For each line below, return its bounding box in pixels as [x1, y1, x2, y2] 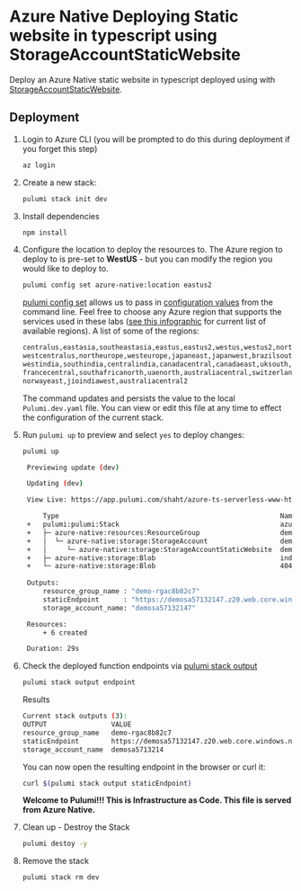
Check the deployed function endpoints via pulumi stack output [22, 661, 258, 672]
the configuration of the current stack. [22, 412, 164, 423]
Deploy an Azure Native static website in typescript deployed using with [9, 74, 276, 85]
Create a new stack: [22, 177, 97, 188]
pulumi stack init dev [22, 194, 108, 203]
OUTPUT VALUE [22, 720, 132, 729]
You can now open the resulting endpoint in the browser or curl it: [22, 762, 266, 772]
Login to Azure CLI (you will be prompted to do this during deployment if [22, 133, 290, 145]
